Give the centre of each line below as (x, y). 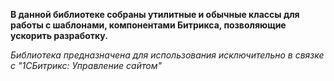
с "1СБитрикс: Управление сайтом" (86, 65)
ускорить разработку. (59, 35)
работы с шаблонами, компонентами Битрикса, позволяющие (148, 25)
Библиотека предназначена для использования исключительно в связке (167, 55)
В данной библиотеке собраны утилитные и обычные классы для (155, 14)
